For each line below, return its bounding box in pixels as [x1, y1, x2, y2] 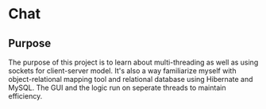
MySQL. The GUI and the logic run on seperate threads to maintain [8, 83, 226, 92]
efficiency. [8, 91, 43, 100]
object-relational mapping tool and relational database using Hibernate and [8, 75, 253, 84]
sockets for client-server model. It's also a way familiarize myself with [8, 66, 237, 76]
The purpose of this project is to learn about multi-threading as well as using [8, 57, 259, 67]
